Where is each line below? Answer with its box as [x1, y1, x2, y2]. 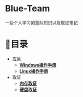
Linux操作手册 [19, 68, 48, 74]
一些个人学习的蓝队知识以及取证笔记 [5, 20, 78, 25]
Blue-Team [5, 3, 50, 14]
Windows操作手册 [19, 62, 57, 68]
